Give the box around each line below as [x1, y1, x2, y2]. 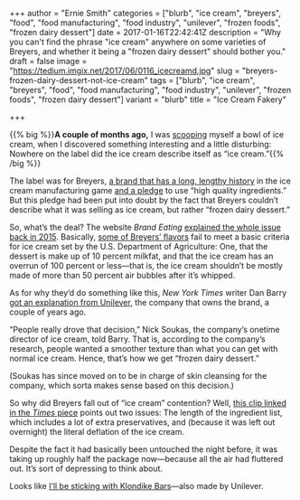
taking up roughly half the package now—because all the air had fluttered [9, 454, 284, 464]
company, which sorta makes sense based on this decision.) [9, 380, 235, 391]
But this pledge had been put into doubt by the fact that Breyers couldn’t [9, 194, 278, 205]
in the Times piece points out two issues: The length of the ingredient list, [9, 407, 283, 418]
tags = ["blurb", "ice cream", [150, 75, 256, 85]
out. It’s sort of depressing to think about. [9, 463, 164, 474]
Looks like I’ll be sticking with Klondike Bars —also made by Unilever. [9, 481, 264, 491]
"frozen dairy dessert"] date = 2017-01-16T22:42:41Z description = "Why [9, 27, 282, 37]
